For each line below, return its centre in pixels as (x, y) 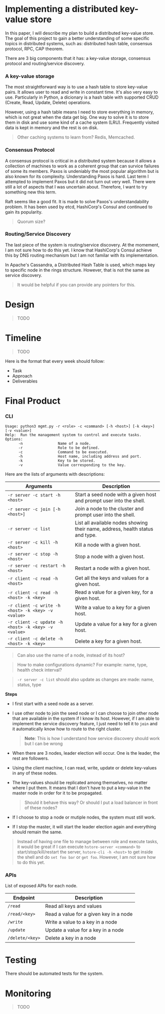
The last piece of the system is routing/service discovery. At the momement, (82, 245)
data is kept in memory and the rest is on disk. (52, 128)
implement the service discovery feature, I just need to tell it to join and (85, 724)
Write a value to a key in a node (81, 922)
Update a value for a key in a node (84, 930)
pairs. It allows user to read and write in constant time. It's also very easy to (82, 92)
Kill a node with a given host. (108, 545)
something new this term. (31, 192)
